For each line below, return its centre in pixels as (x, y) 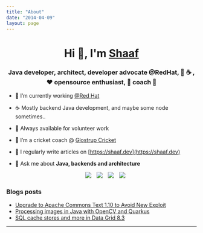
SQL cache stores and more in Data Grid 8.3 (70, 218)
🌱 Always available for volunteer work (62, 128)
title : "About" (25, 12)
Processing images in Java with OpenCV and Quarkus (82, 211)
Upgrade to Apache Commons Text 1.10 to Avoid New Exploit (90, 205)
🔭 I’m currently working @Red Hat (57, 95)
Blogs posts (24, 192)
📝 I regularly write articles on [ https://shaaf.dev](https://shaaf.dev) (98, 152)
